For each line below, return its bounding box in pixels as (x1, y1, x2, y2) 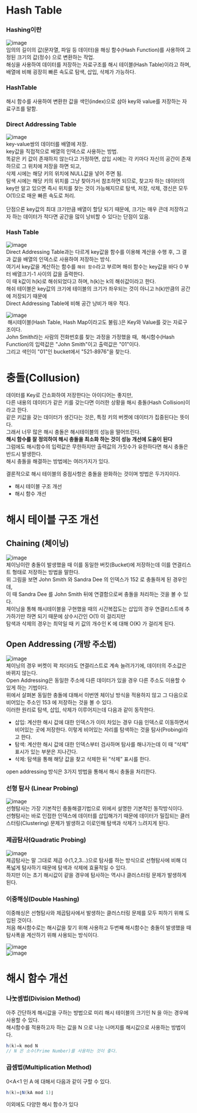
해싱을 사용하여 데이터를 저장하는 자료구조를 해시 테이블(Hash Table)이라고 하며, (6, 61, 191, 68)
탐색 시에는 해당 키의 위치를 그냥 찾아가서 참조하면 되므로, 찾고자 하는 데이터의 (6, 177, 185, 184)
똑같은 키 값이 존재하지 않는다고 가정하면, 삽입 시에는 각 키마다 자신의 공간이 (6, 155, 181, 163)
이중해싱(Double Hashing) (6, 895, 79, 903)
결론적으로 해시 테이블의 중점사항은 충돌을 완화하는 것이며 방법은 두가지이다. (6, 471, 181, 478)
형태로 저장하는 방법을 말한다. (12, 569, 81, 576)
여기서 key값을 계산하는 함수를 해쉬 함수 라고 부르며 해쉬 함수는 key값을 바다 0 (6, 263, 183, 270)
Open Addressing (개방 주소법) (6, 639, 117, 649)
